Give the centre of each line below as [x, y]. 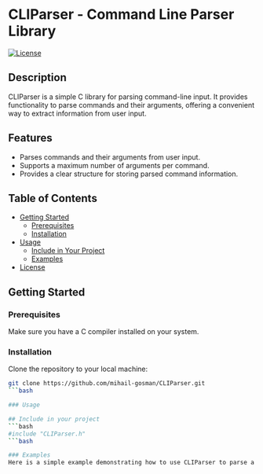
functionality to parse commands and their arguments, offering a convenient [131, 105]
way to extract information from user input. [77, 113]
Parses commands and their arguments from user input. [110, 157]
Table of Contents [53, 198]
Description [37, 77]
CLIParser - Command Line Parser [121, 15]
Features [30, 138]
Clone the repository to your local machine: [78, 369]
